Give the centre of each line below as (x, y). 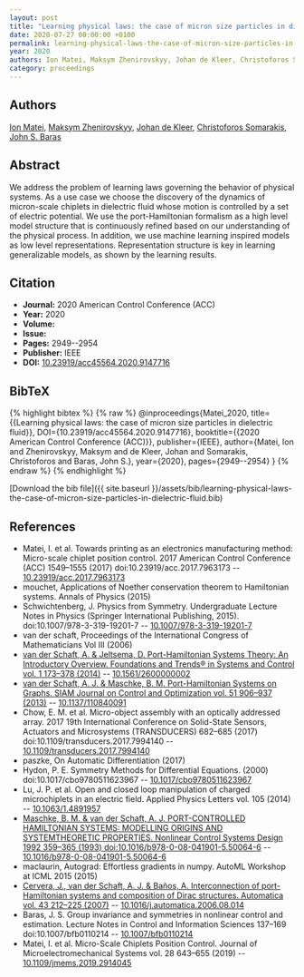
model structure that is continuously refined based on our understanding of (150, 225)
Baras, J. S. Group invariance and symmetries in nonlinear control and (152, 914)
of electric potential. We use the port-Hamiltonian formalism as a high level (148, 216)
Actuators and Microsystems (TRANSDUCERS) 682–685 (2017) (140, 731)
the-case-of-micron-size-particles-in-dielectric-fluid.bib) (116, 498)
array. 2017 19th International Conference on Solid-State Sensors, (144, 721)
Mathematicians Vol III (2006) (77, 644)
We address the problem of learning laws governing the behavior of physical (152, 187)
